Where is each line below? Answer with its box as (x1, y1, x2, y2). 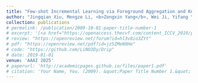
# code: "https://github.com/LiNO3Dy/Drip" (6, 47, 115, 53)
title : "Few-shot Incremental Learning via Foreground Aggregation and (6, 8, 186, 15)
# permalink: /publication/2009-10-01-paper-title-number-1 (6, 25, 157, 31)
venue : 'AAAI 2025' (6, 57, 54, 63)
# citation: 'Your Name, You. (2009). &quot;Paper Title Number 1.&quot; (6, 68, 192, 74)
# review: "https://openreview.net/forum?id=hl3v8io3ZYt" (6, 36, 151, 41)
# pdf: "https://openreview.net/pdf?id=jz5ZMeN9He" (6, 41, 136, 47)
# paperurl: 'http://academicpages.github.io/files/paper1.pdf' (6, 63, 167, 69)
